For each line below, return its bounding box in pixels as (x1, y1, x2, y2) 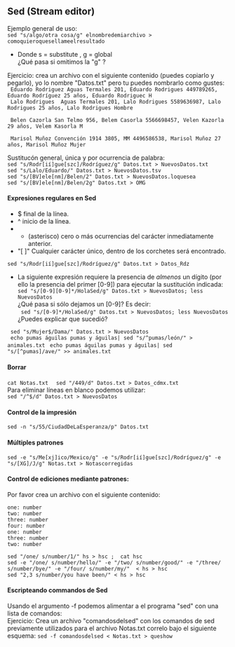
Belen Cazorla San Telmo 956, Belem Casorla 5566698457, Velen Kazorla (10, 116, 224, 123)
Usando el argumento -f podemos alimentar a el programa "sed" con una (7, 602, 219, 611)
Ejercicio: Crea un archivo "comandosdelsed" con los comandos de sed (7, 617, 215, 625)
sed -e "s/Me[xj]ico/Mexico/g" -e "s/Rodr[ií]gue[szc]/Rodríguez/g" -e (7, 454, 221, 461)
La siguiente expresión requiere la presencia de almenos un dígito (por (17, 273, 222, 281)
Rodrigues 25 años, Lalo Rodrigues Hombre (7, 104, 133, 111)
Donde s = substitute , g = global (17, 50, 112, 58)
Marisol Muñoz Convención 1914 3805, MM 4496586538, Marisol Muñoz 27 (10, 135, 221, 142)
